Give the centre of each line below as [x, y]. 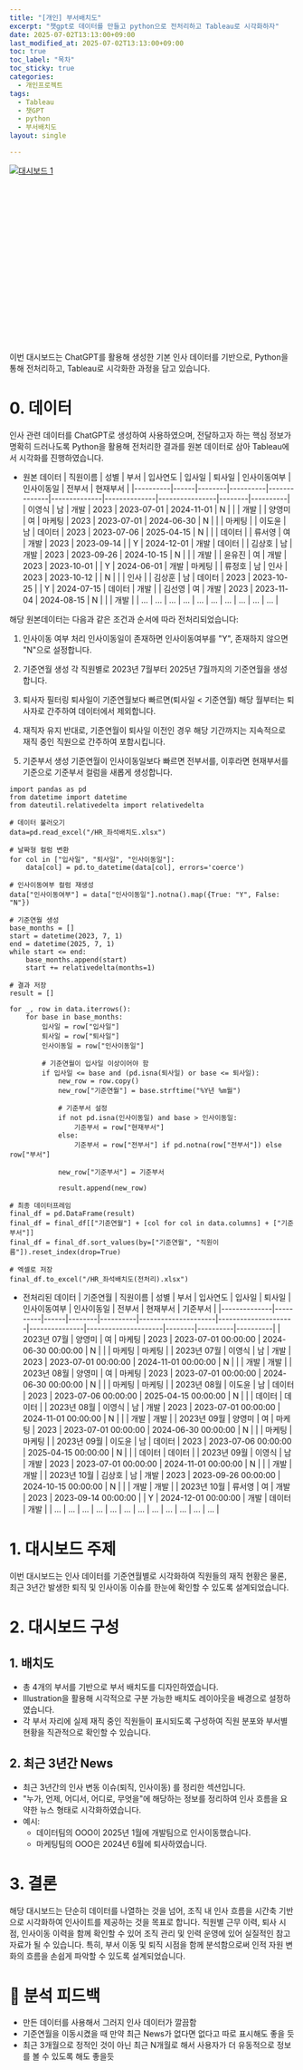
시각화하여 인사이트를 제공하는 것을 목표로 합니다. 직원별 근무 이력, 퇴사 [151, 1921]
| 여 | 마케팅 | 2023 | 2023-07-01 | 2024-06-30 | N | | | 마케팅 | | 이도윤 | [154, 520]
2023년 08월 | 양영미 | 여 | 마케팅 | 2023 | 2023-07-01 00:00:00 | [142, 1373]
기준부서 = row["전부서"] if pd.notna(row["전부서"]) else [178, 1145]
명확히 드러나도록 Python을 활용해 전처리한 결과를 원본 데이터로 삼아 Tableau [146, 446]
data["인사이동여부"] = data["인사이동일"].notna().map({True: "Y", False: [145, 895]
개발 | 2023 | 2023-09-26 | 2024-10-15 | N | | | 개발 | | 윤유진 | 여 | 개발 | [155, 555]
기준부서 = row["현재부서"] [119, 1127]
